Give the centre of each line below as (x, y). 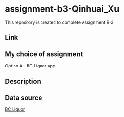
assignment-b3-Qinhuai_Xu (62, 9)
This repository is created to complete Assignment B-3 (60, 22)
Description (23, 81)
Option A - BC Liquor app (30, 66)
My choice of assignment (44, 54)
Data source (24, 97)
